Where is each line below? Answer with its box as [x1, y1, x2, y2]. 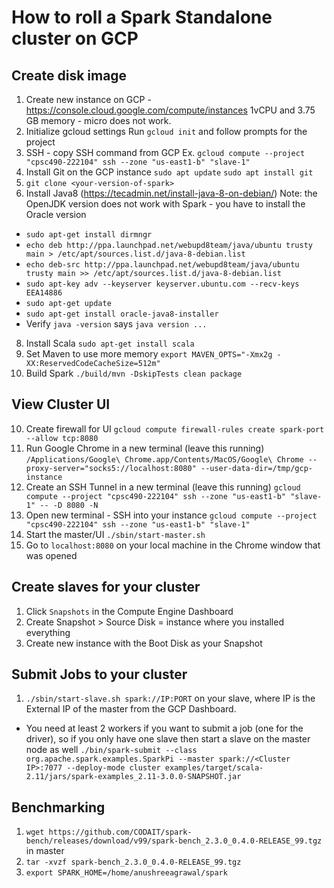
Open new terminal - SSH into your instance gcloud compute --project [25, 509, 318, 521]
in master [25, 845, 65, 857]
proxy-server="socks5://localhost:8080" [25, 463, 197, 473]
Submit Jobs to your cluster [11, 666, 188, 683]
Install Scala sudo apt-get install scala [25, 337, 195, 349]
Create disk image [11, 67, 128, 84]
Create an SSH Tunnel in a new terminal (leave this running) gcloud [25, 481, 301, 493]
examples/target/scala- [164, 763, 264, 773]
